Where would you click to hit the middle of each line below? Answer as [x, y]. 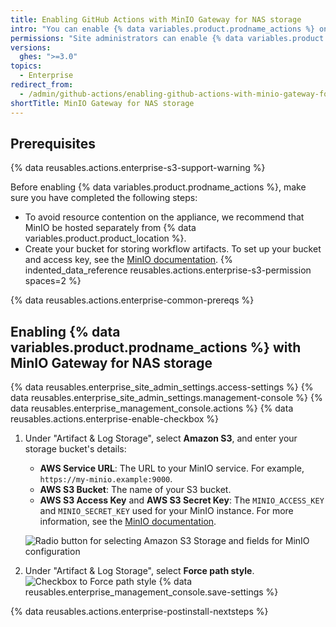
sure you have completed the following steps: [104, 198]
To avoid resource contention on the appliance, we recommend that [164, 217]
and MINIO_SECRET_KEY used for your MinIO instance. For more [166, 511]
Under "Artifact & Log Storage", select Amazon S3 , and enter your [161, 438]
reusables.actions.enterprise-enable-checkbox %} [115, 419]
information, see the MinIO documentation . [128, 522]
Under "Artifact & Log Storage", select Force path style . [139, 571]
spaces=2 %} [53, 281]
